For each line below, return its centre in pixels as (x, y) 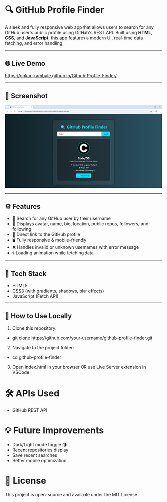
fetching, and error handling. (34, 43)
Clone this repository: (34, 328)
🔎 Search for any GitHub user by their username (61, 219)
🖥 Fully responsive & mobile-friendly (49, 240)
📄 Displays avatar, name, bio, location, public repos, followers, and (80, 224)
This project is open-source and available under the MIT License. (72, 494)
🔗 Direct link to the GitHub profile (46, 234)
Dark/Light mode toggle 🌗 (40, 444)
